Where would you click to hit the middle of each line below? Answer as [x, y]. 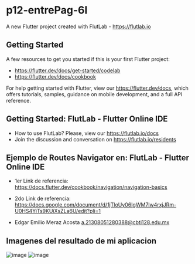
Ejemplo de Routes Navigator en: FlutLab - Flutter [97, 158]
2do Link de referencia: [42, 199]
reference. [18, 100]
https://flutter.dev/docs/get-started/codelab [67, 70]
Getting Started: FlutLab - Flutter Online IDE [87, 119]
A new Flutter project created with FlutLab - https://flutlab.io [78, 26]
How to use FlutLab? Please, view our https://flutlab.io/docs [87, 133]
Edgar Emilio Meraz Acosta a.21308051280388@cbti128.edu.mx [92, 222]
